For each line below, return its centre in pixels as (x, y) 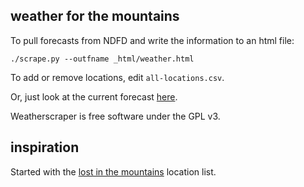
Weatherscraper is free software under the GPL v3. (115, 116)
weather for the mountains (95, 16)
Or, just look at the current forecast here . (94, 96)
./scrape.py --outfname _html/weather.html (102, 59)
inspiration (45, 147)
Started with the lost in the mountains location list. (113, 171)
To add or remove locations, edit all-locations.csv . (117, 77)
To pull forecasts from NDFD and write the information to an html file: (152, 40)
